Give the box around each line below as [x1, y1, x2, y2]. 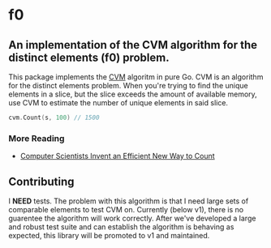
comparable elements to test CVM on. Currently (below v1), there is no [8, 204, 244, 214]
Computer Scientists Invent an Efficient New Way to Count [19, 152, 215, 161]
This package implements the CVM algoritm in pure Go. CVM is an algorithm [8, 72, 264, 82]
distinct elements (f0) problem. [8, 50, 170, 64]
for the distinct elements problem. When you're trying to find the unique [8, 81, 249, 90]
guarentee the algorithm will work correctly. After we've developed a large [8, 213, 256, 223]
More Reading [8, 132, 65, 143]
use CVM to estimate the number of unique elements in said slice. [8, 98, 229, 107]
